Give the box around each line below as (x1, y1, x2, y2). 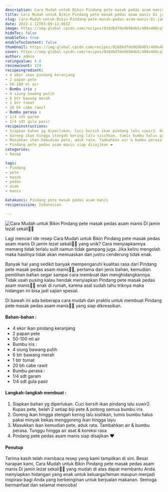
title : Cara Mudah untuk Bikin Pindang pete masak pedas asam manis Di (5, 12, 157, 17)
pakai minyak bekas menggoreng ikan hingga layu (12, 417, 116, 423)
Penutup (5, 444, 23, 450)
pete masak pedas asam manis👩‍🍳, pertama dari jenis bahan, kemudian (5, 266, 151, 272)
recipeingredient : (5, 68, 43, 73)
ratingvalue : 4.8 (5, 59, 41, 64)
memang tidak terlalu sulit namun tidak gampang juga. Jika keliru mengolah (5, 246, 161, 252)
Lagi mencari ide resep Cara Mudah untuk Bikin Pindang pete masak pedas (5, 235, 160, 241)
